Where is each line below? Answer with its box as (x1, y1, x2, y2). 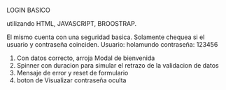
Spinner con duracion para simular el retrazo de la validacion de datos (16, 61, 219, 69)
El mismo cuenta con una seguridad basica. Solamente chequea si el (6, 33, 205, 41)
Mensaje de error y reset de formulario (16, 69, 129, 77)
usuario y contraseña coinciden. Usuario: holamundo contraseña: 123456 (6, 40, 218, 48)
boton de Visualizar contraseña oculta (16, 76, 127, 84)
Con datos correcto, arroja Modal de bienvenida (16, 54, 155, 62)
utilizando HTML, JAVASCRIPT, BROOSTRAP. (6, 20, 137, 27)
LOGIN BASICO (6, 6, 50, 14)
